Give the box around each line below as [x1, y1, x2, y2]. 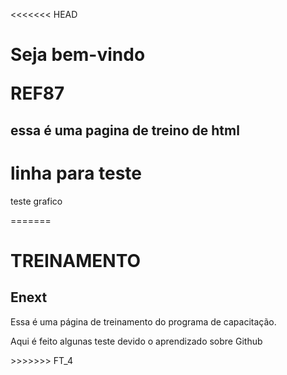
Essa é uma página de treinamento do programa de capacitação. [10, 315, 277, 328]
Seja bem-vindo [10, 44, 146, 66]
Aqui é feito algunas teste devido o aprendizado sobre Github [10, 335, 263, 347]
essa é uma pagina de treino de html [10, 122, 240, 139]
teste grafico [10, 195, 63, 207]
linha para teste [10, 162, 143, 184]
